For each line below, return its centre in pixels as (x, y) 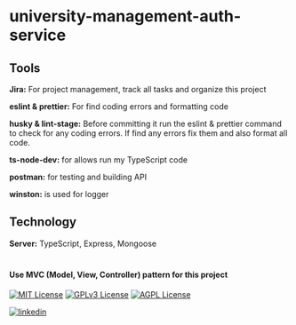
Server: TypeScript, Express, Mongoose (83, 243)
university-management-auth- (125, 16)
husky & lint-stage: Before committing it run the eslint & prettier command (145, 123)
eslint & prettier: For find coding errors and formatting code (119, 107)
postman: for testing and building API (78, 177)
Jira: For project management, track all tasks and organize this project (138, 89)
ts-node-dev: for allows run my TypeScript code (99, 160)
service (38, 35)
